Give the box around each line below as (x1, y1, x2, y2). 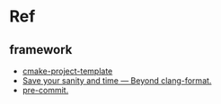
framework (9, 42, 73, 57)
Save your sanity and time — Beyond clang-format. (22, 75, 212, 86)
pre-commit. (22, 85, 69, 95)
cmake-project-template (22, 65, 113, 76)
